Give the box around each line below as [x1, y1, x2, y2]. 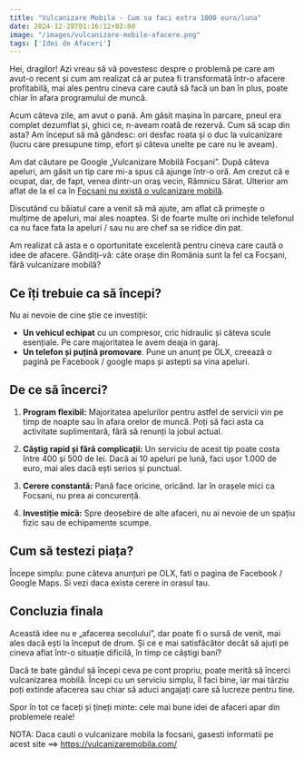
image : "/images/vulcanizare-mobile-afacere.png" [9, 30, 201, 39]
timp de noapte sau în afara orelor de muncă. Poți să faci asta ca [22, 416, 265, 427]
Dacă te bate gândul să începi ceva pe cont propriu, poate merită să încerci [9, 664, 290, 675]
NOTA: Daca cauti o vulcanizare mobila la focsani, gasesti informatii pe [9, 728, 274, 740]
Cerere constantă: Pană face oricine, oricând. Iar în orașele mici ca [22, 480, 275, 491]
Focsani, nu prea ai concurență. [22, 489, 142, 500]
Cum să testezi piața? [9, 544, 134, 559]
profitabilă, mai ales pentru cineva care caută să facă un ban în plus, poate [9, 83, 289, 94]
